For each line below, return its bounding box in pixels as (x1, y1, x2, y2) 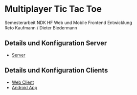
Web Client (11, 79, 34, 85)
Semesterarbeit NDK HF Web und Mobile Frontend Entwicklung (4, 20, 133, 25)
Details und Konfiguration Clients (4, 66, 108, 74)
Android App (11, 84, 38, 90)
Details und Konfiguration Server (4, 39, 107, 47)
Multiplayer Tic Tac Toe (4, 3, 102, 15)
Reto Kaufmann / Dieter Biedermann (4, 24, 78, 30)
